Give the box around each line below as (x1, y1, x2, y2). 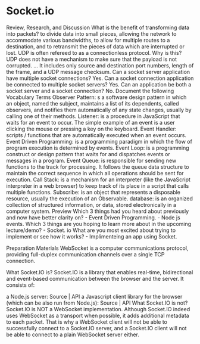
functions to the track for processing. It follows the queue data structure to (6, 163, 189, 171)
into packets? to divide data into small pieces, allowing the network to (6, 30, 177, 37)
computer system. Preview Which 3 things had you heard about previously (6, 207, 189, 215)
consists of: (6, 281, 35, 289)
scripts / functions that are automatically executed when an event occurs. (6, 131, 186, 138)
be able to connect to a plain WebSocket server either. (6, 331, 140, 338)
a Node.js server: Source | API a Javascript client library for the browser (6, 293, 183, 300)
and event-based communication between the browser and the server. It (6, 275, 184, 282)
